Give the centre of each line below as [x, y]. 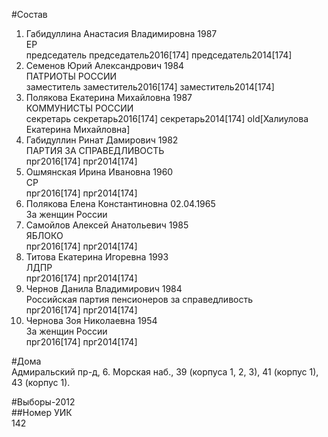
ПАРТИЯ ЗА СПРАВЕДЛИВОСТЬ [95, 150]
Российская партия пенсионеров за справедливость [139, 299]
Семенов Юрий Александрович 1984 [105, 65]
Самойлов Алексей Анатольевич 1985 [107, 225]
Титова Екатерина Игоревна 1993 [97, 257]
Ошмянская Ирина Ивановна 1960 [99, 172]
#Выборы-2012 [43, 402]
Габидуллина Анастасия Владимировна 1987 [121, 33]
